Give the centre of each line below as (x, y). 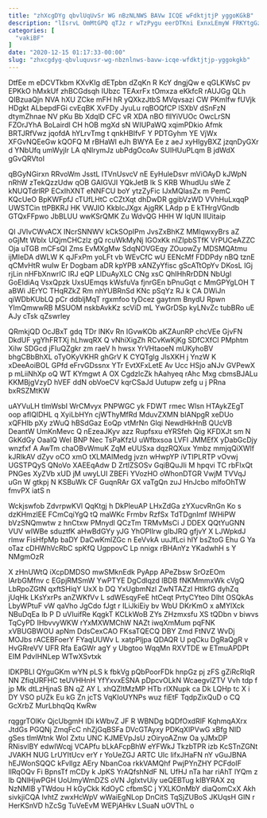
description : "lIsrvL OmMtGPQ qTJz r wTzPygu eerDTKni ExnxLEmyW (118, 23)
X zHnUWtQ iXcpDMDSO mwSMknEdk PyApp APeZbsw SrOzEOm (117, 572)
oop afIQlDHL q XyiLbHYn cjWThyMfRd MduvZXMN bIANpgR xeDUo (121, 414)
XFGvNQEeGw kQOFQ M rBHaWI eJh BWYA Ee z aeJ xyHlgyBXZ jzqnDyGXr (133, 142)
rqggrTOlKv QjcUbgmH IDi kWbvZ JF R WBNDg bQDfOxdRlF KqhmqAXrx (128, 721)
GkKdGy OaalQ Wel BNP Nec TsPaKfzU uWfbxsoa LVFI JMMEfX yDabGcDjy (133, 440)
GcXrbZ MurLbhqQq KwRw (52, 705)
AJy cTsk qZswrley (39, 316)
